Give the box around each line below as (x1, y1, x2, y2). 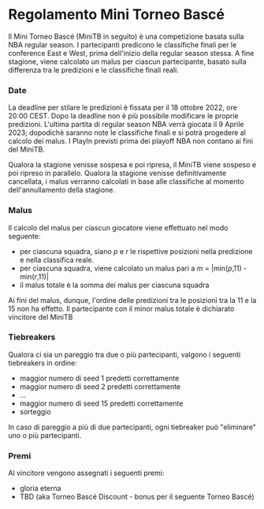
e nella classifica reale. (19, 255, 95, 264)
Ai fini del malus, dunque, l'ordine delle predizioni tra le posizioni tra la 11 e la (8, 295, 257, 305)
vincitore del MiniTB (8, 312, 73, 321)
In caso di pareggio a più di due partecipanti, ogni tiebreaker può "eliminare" (8, 422, 256, 432)
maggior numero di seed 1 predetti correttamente (19, 373, 180, 383)
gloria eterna (19, 484, 61, 493)
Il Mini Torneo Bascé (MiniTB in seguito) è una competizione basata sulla (8, 32, 244, 41)
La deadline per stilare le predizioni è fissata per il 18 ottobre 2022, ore (8, 103, 238, 112)
